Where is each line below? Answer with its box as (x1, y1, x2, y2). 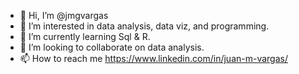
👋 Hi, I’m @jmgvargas (19, 10, 109, 21)
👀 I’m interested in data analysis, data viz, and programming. (19, 20, 270, 32)
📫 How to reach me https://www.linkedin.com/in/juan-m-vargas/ (19, 53, 288, 64)
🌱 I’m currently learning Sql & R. (19, 31, 151, 42)
